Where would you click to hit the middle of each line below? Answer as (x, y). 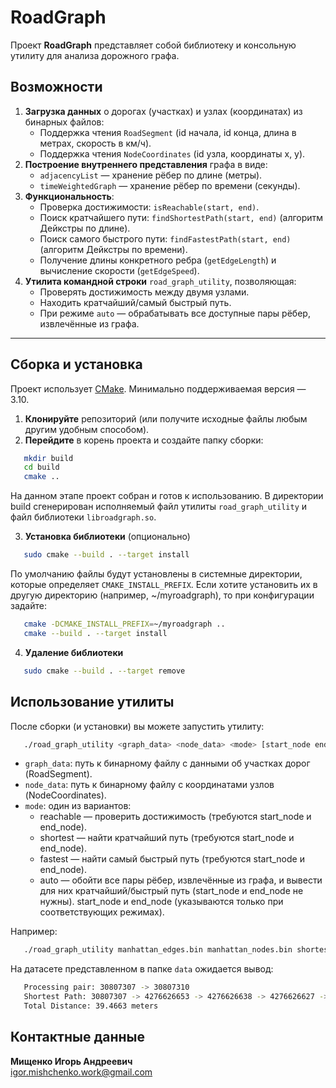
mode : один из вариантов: (78, 806)
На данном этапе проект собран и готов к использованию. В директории (167, 496)
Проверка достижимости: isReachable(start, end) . (149, 207)
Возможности (56, 87)
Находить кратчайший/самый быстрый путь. (135, 302)
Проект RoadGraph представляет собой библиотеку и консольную (153, 45)
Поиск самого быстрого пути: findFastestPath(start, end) (165, 238)
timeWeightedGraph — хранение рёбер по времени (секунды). (170, 185)
